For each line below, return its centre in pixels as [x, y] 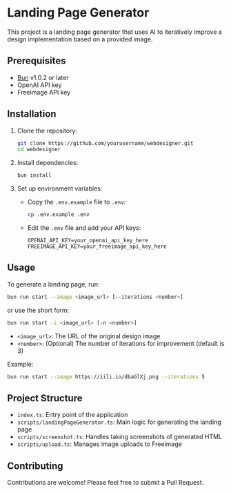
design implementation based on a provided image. [80, 39]
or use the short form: [38, 310]
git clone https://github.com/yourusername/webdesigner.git [105, 143]
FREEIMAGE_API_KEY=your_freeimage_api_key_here [97, 246]
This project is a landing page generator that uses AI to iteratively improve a [115, 32]
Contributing [35, 466]
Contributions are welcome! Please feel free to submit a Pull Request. [106, 483]
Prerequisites [37, 61]
